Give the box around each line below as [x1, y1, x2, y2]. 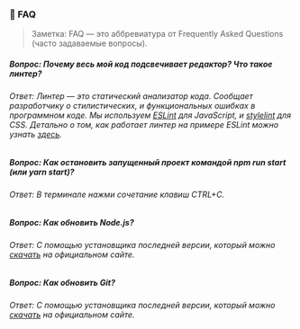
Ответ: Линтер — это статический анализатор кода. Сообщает [9, 91, 254, 102]
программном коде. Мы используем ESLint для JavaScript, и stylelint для [9, 110, 291, 120]
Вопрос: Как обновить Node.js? [9, 217, 134, 227]
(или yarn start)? [9, 166, 75, 177]
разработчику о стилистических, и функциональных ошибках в [9, 101, 256, 111]
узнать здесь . [9, 129, 63, 140]
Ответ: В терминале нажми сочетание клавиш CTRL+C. [9, 189, 225, 200]
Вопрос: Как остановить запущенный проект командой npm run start [9, 156, 286, 167]
